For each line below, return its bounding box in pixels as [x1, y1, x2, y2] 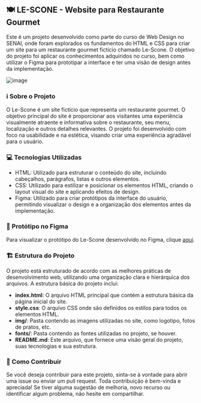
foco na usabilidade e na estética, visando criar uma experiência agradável [6, 131, 191, 139]
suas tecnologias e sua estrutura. [14, 342, 98, 350]
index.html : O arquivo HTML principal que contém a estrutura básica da [14, 291, 194, 299]
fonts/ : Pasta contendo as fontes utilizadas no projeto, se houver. [14, 330, 177, 337]
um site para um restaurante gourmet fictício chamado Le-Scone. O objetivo [6, 46, 195, 53]
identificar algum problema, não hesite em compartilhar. [6, 390, 145, 398]
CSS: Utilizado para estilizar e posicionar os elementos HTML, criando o [14, 182, 193, 189]
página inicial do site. [14, 298, 68, 305]
